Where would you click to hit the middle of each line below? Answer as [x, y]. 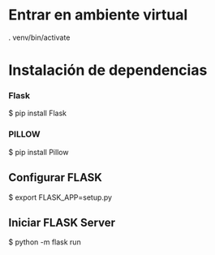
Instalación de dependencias [108, 70]
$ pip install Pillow [39, 152]
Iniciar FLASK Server [62, 222]
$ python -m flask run [45, 242]
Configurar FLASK [56, 177]
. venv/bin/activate [39, 37]
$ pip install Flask [38, 113]
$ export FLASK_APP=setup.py [60, 197]
